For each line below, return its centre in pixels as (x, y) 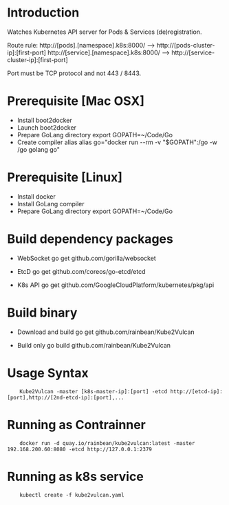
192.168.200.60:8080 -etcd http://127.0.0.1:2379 (80, 449)
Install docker (36, 196)
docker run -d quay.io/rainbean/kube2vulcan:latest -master (107, 443)
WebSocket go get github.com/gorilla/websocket (86, 258)
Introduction (43, 13)
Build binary (42, 313)
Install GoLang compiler (51, 204)
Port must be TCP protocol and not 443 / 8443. (74, 73)
